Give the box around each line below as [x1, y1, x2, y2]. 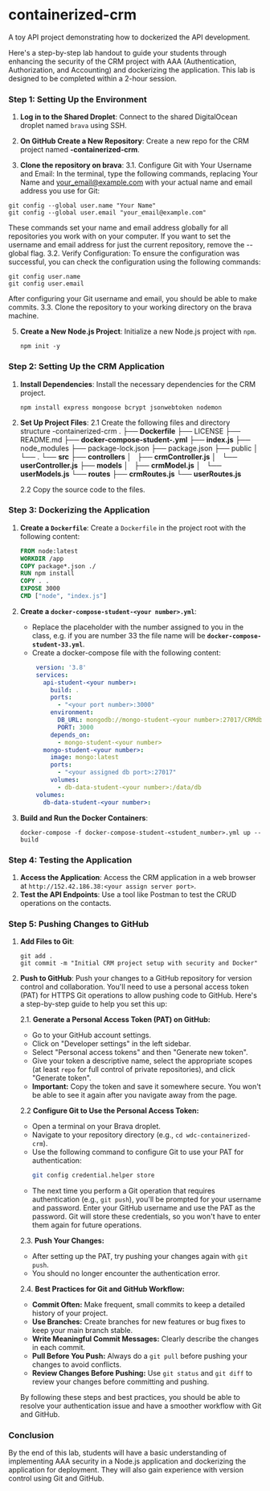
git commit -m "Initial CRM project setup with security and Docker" [19, 959, 259, 968]
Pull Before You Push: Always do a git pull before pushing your [31, 1352, 247, 1361]
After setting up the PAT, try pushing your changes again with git [31, 1252, 248, 1261]
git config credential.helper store [31, 1171, 155, 1180]
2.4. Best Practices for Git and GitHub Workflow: [19, 1284, 185, 1294]
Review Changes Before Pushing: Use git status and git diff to [31, 1368, 253, 1378]
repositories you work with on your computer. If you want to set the [8, 231, 231, 241]
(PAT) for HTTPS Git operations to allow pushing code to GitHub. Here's [19, 991, 257, 1000]
